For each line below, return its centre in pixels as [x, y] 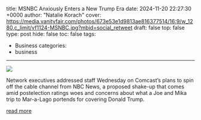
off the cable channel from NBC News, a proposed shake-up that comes [95, 87]
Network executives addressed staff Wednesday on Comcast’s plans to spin [100, 80]
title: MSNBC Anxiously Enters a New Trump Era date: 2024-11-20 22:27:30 [99, 9]
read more [19, 111]
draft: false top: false [159, 27]
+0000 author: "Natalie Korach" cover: [54, 15]
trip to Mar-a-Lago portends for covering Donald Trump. [75, 99]
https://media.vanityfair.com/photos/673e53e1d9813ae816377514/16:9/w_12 [100, 21]
